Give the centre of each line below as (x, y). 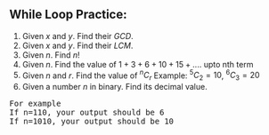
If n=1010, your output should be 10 (92, 122)
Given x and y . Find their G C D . (77, 36)
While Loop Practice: (68, 15)
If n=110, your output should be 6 (87, 113)
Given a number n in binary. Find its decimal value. (114, 87)
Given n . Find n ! (51, 55)
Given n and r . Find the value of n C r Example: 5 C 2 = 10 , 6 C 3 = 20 (141, 75)
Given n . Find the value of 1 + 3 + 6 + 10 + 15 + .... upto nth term (138, 64)
